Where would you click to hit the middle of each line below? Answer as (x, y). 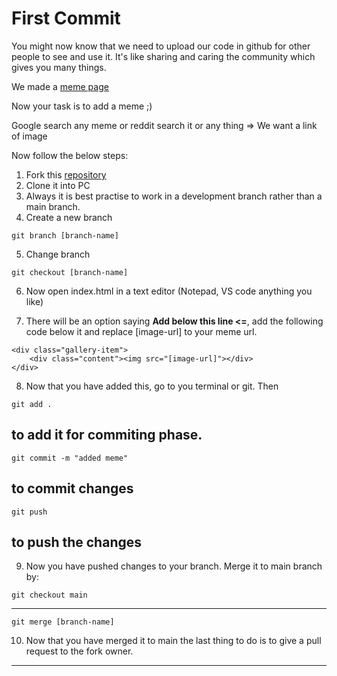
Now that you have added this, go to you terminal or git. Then (152, 386)
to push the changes (76, 542)
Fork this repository (66, 174)
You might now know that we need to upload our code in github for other (161, 46)
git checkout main (49, 595)
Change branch (58, 254)
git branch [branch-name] (65, 235)
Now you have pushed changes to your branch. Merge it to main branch (174, 566)
